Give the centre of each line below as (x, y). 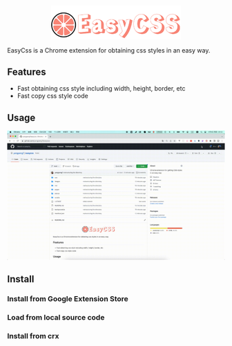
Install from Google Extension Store (68, 299)
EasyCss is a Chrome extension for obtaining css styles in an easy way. (109, 50)
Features (27, 72)
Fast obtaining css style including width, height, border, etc (101, 89)
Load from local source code (56, 318)
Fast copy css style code (52, 96)
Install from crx (33, 336)
